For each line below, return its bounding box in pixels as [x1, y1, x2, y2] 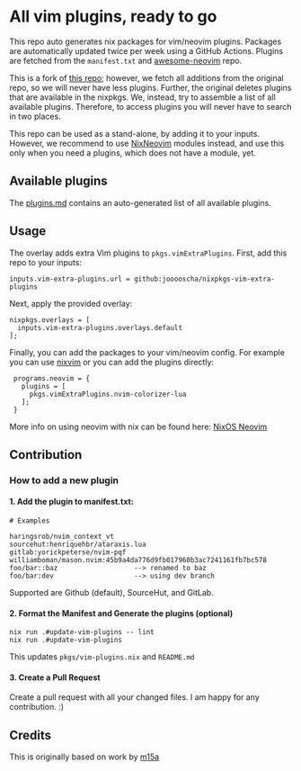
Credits [9, 727, 52, 743]
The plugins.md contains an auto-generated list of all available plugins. [9, 197, 271, 208]
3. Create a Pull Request [9, 672, 101, 683]
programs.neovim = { [13, 373, 91, 383]
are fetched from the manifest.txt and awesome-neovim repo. [9, 55, 243, 66]
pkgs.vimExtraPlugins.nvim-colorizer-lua [29, 390, 187, 399]
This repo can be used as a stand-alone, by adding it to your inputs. [9, 128, 261, 139]
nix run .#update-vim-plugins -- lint [9, 628, 155, 637]
